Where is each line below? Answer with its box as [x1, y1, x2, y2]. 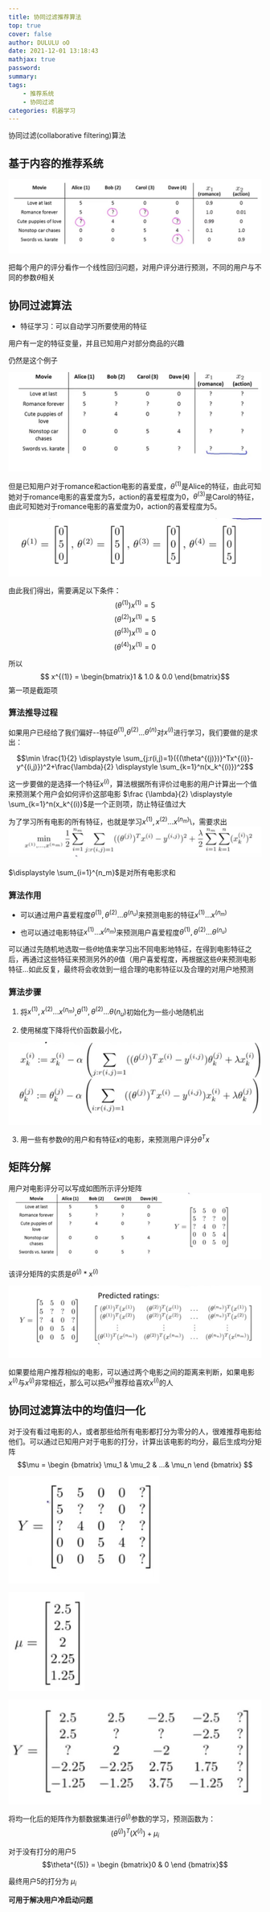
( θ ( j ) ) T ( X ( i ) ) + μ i [110, 1827, 160, 1839]
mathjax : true [8, 56, 56, 64]
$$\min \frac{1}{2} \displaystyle [16, 753, 122, 763]
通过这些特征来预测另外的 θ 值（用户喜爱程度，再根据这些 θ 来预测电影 [29, 955, 257, 964]
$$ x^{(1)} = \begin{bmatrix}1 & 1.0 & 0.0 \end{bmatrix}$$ [39, 671, 231, 681]
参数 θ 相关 [22, 272, 55, 282]
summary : [8, 73, 38, 81]
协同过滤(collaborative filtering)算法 [8, 131, 126, 140]
